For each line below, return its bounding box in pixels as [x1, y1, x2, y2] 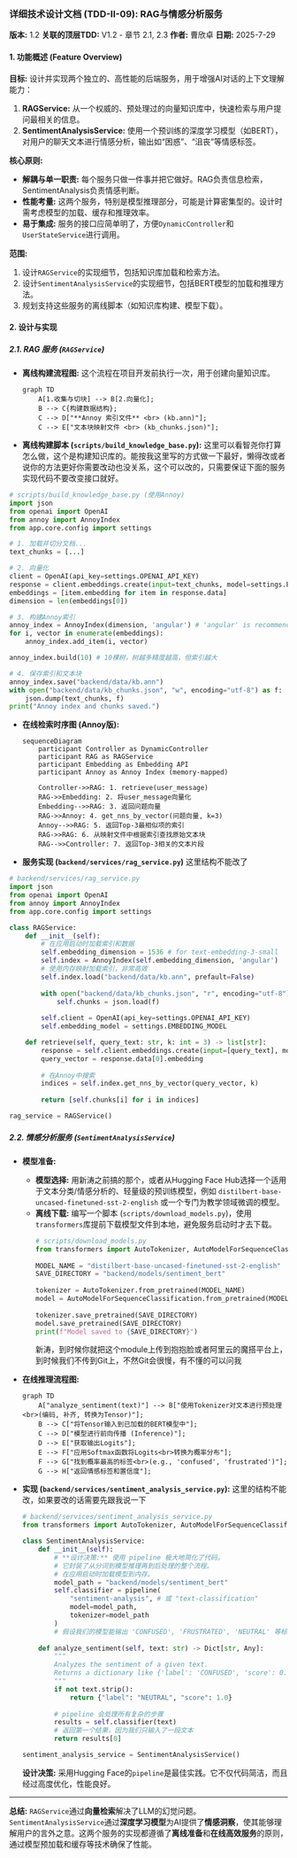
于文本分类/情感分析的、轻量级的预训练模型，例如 [34, 1185, 217, 1196]
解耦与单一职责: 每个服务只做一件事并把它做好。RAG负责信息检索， [21, 174, 268, 184]
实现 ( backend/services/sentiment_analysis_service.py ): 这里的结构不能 [21, 1483, 287, 1494]
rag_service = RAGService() [9, 1111, 113, 1121]
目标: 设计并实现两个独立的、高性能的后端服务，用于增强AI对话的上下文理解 [9, 73, 286, 83]
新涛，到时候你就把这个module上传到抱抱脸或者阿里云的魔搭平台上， [34, 1344, 287, 1355]
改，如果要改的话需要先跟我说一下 [21, 1495, 147, 1506]
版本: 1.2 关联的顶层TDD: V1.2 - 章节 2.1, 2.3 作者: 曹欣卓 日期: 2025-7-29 [9, 29, 276, 41]
